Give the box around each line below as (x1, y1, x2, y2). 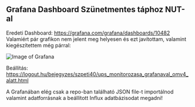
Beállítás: (6, 64, 28, 71)
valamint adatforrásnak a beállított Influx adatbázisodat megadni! (6, 94, 163, 101)
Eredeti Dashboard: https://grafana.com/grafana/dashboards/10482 (6, 29, 170, 36)
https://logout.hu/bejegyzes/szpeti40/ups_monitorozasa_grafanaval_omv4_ (6, 70, 189, 78)
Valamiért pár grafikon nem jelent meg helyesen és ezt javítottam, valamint (6, 35, 187, 43)
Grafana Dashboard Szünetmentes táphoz (6, 5, 163, 15)
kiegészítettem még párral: (6, 42, 72, 49)
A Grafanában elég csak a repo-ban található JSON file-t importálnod (6, 88, 174, 95)
